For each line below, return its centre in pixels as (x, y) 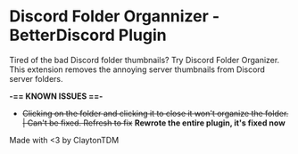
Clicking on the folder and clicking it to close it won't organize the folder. (155, 113)
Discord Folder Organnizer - (115, 16)
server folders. (36, 78)
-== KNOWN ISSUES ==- (56, 96)
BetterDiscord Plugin (88, 35)
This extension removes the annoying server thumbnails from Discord (137, 69)
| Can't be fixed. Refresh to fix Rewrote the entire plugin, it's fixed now (153, 123)
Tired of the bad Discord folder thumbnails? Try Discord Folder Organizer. (145, 60)
